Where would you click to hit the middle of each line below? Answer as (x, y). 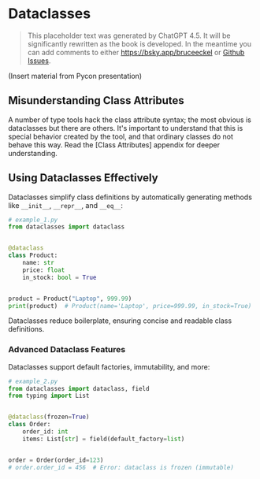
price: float (44, 270)
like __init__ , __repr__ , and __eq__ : (66, 205)
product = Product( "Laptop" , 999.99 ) (70, 299)
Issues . (39, 61)
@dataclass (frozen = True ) (49, 417)
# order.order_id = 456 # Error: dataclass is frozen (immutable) (121, 467)
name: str (39, 263)
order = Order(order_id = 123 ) (56, 460)
